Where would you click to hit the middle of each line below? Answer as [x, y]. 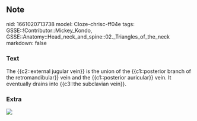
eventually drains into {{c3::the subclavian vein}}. [66, 84]
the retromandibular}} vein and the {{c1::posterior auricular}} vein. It [89, 78]
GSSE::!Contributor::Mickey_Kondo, [49, 30]
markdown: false [27, 43]
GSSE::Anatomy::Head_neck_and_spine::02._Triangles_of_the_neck [88, 36]
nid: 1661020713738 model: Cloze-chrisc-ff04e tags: [70, 24]
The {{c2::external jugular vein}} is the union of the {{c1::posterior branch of [99, 71]
